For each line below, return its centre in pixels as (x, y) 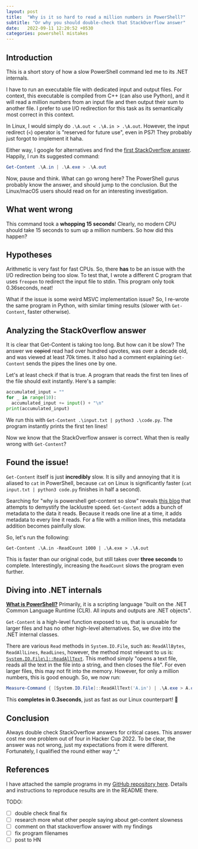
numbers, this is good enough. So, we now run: (63, 678)
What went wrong (39, 209)
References (28, 770)
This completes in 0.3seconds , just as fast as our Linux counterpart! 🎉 (92, 700)
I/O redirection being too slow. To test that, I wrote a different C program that (99, 275)
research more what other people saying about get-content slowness (99, 819)
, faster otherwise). (47, 312)
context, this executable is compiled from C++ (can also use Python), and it (98, 96)
